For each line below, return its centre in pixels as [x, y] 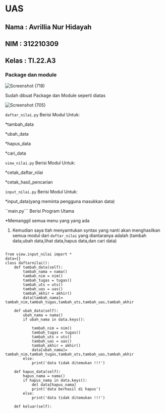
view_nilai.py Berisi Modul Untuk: [40, 163]
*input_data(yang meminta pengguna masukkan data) [60, 201]
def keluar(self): [33, 406]
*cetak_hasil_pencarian [29, 182]
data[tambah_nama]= [43, 298]
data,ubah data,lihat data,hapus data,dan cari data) [64, 241]
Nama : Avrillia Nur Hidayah [48, 27]
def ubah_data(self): [36, 311]
